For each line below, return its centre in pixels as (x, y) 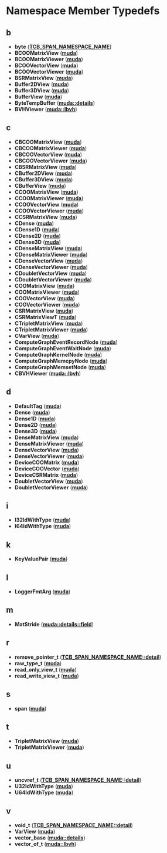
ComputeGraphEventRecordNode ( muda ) (66, 342)
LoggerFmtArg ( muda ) (42, 592)
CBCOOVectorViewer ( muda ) (51, 161)
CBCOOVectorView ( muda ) (48, 154)
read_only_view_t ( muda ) (46, 669)
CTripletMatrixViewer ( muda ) (51, 329)
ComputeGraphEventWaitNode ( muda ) (63, 348)
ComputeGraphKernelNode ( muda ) (58, 354)
